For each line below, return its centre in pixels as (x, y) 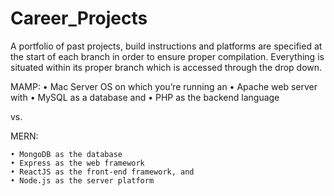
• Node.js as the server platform (82, 180)
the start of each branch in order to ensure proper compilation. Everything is (167, 56)
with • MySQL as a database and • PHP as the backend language (145, 97)
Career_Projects (79, 18)
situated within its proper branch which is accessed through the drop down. (166, 67)
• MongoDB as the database (66, 154)
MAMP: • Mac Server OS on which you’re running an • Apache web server (164, 86)
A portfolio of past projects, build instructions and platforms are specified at (166, 46)
